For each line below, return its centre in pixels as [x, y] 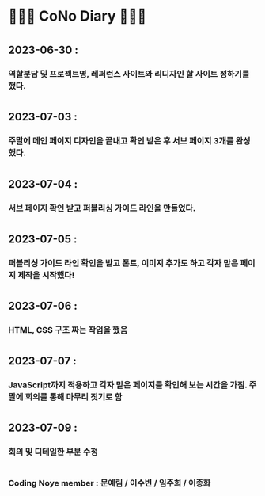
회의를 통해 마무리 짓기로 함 [74, 397]
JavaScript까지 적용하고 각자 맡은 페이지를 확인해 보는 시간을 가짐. [128, 385]
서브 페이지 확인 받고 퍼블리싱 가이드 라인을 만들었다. [102, 208]
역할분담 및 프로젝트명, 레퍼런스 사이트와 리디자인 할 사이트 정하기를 [129, 74]
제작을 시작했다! [46, 275]
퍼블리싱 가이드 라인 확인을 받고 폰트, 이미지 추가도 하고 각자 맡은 [123, 263]
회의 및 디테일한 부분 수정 [53, 452]
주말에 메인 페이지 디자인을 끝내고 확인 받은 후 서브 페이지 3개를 [121, 141]
